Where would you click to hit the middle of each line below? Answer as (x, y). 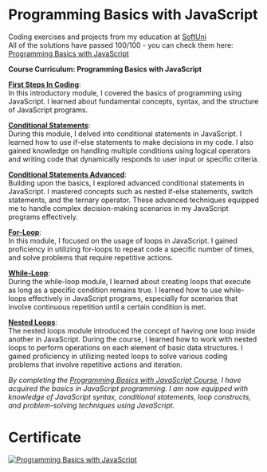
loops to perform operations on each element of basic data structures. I (126, 347)
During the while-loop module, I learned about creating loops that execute (130, 281)
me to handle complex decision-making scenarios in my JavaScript (118, 208)
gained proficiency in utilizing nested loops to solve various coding (118, 356)
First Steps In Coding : (45, 84)
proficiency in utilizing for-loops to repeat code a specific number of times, (132, 249)
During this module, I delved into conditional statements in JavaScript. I (125, 134)
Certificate (45, 437)
